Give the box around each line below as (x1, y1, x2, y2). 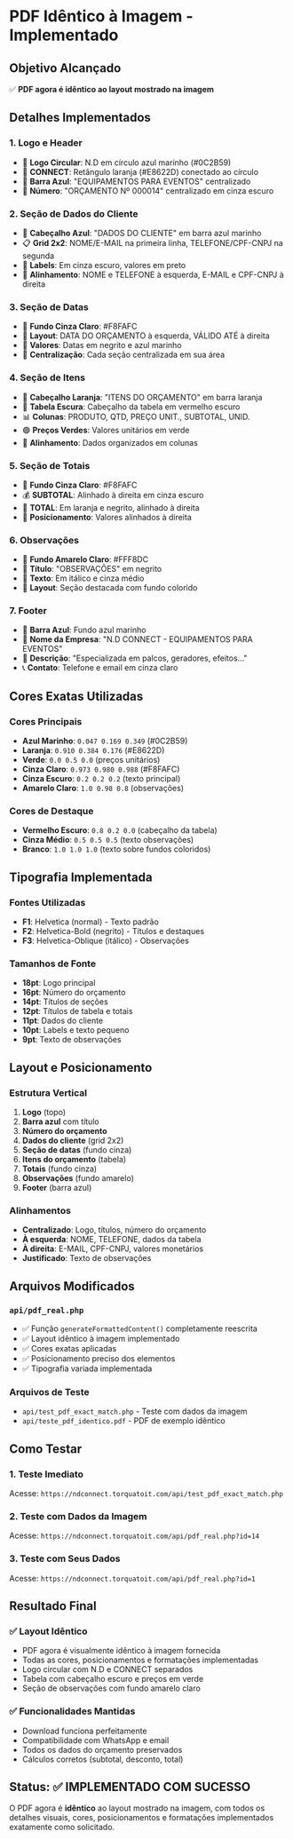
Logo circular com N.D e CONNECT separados (21, 1664, 194, 1675)
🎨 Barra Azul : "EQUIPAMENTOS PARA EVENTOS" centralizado (21, 176, 251, 186)
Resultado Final (9, 1598, 97, 1613)
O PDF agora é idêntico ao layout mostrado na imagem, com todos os (9, 1803, 265, 1813)
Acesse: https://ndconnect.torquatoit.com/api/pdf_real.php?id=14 (9, 1530, 260, 1542)
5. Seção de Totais (9, 459, 91, 472)
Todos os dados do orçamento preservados (21, 1744, 183, 1755)
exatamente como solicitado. (9, 1822, 115, 1833)
